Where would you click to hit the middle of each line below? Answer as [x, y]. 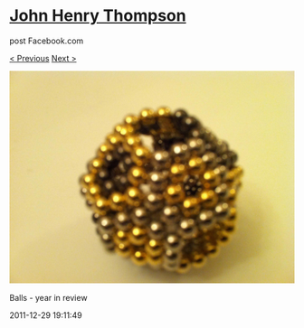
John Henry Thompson [98, 16]
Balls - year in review [48, 298]
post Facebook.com [47, 41]
